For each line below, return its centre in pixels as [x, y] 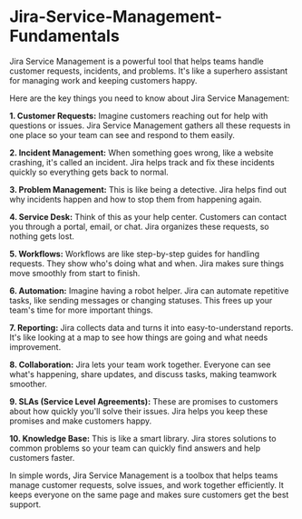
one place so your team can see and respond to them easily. [122, 135]
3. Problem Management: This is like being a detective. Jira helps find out [148, 189]
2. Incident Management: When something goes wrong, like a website [141, 153]
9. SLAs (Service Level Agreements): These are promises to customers [144, 401]
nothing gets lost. [42, 236]
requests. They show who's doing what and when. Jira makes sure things [146, 263]
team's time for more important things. [81, 310]
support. [25, 504]
